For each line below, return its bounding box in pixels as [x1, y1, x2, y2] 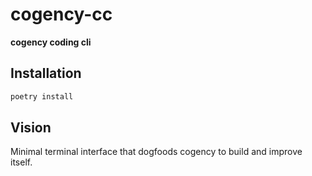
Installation [10, 65, 82, 82]
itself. [10, 156, 33, 168]
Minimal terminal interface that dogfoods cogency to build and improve [10, 146, 303, 158]
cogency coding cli [10, 36, 92, 48]
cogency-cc [10, 3, 113, 26]
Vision [10, 119, 52, 137]
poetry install [10, 91, 74, 102]
